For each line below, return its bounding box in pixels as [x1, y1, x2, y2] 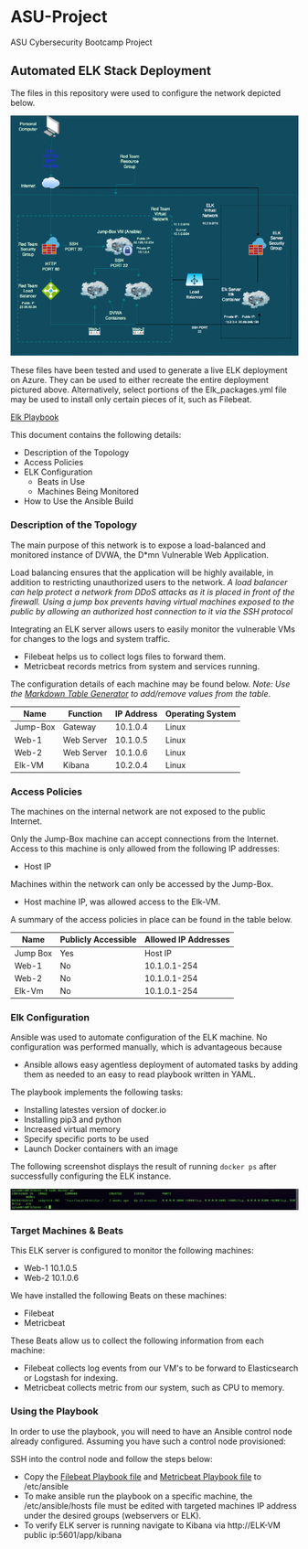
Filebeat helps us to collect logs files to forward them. [23, 651, 227, 662]
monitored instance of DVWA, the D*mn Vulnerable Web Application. [10, 549, 269, 560]
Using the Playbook [10, 1405, 99, 1418]
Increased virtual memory [23, 1124, 122, 1135]
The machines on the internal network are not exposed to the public [10, 806, 266, 817]
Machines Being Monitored [37, 486, 140, 497]
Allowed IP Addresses [143, 935, 230, 945]
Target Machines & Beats [10, 1224, 124, 1237]
